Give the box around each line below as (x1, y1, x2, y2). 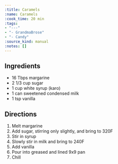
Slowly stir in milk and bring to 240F (11, 138, 84, 145)
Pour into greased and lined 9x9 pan (11, 149, 85, 155)
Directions (4, 110, 37, 118)
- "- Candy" (4, 35, 29, 40)
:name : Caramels (4, 12, 38, 17)
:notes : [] (4, 44, 27, 49)
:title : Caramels (4, 7, 40, 12)
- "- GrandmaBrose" (4, 30, 45, 35)
